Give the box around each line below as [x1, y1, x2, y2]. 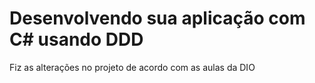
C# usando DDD [9, 28, 144, 51]
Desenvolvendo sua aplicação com [9, 7, 306, 30]
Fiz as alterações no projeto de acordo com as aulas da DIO [9, 61, 256, 73]
